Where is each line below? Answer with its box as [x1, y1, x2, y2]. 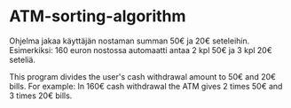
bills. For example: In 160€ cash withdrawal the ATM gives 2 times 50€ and [9, 81, 283, 91]
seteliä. [9, 54, 35, 65]
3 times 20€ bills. [9, 90, 73, 101]
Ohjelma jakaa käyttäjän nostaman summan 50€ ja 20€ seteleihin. [9, 35, 250, 46]
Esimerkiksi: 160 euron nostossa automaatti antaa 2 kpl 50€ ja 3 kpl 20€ [9, 44, 272, 55]
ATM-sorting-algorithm [9, 6, 186, 27]
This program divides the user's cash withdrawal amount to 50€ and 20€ [9, 71, 277, 81]
